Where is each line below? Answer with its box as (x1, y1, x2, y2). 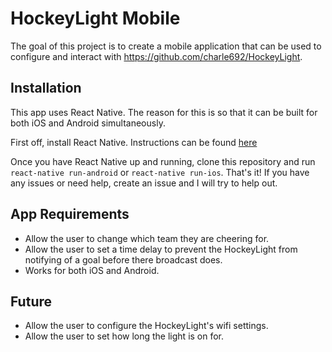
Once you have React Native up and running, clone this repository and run (10, 155, 316, 167)
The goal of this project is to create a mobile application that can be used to (10, 40, 322, 52)
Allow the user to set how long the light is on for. (24, 330, 225, 342)
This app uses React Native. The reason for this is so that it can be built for (10, 106, 318, 118)
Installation (10, 80, 82, 97)
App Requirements (10, 206, 130, 223)
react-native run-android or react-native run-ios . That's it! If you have (10, 166, 310, 178)
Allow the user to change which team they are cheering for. (24, 232, 270, 244)
